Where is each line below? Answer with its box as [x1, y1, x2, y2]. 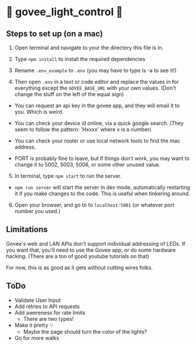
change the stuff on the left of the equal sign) [14, 91, 124, 97]
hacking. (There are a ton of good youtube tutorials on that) [6, 252, 149, 260]
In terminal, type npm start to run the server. [14, 172, 122, 179]
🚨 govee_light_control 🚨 [6, 5, 123, 19]
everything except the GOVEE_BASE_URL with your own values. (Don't [14, 84, 177, 91]
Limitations [6, 225, 48, 235]
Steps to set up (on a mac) [6, 29, 104, 39]
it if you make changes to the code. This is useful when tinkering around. [14, 190, 190, 197]
